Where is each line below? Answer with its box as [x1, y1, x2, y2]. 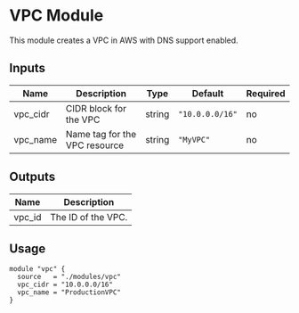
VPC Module [9, 5, 104, 26]
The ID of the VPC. [50, 210, 128, 223]
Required [246, 86, 286, 99]
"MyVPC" [177, 135, 211, 144]
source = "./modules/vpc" [17, 273, 122, 282]
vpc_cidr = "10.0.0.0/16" [17, 280, 114, 290]
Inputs [9, 61, 46, 76]
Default [191, 86, 224, 99]
